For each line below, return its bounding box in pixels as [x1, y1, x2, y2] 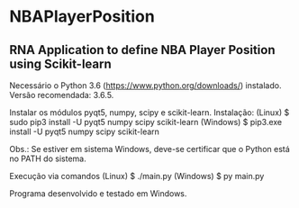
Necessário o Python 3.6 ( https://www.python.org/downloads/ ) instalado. [9, 80, 282, 91]
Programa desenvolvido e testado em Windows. [9, 188, 187, 199]
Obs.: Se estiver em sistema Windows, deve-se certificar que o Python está [9, 144, 290, 154]
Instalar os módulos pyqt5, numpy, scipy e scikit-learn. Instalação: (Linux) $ [9, 107, 290, 118]
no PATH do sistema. [9, 153, 87, 164]
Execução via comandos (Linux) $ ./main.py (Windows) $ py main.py [9, 171, 265, 181]
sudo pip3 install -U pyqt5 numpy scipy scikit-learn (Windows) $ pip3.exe [9, 117, 283, 127]
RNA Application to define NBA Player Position [9, 42, 276, 58]
